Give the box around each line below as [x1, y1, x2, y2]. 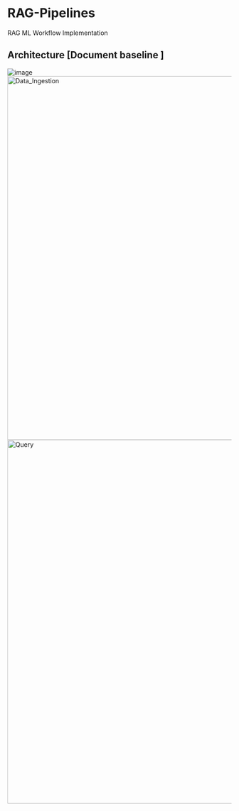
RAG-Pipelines [7, 5, 96, 21]
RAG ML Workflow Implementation [7, 28, 108, 37]
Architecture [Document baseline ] [7, 49, 165, 61]
